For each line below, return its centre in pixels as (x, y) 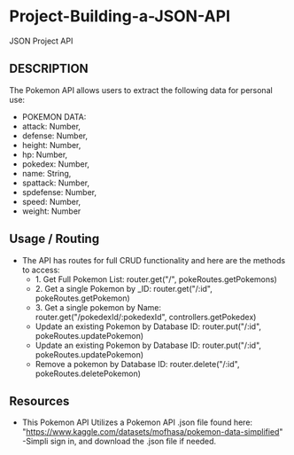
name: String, (46, 173)
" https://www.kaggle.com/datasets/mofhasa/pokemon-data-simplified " (152, 432)
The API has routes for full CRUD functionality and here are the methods (154, 260)
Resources (39, 401)
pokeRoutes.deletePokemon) (88, 373)
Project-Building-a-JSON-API (120, 16)
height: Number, (51, 145)
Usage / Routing (54, 239)
